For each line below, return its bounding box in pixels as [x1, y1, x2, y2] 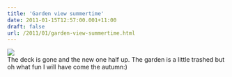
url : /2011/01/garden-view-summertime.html [7, 29, 136, 37]
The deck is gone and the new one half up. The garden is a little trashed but [7, 55, 225, 64]
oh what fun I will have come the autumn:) [7, 63, 127, 71]
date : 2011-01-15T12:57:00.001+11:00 [7, 17, 117, 24]
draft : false [7, 23, 45, 30]
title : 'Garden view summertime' [7, 10, 105, 17]
